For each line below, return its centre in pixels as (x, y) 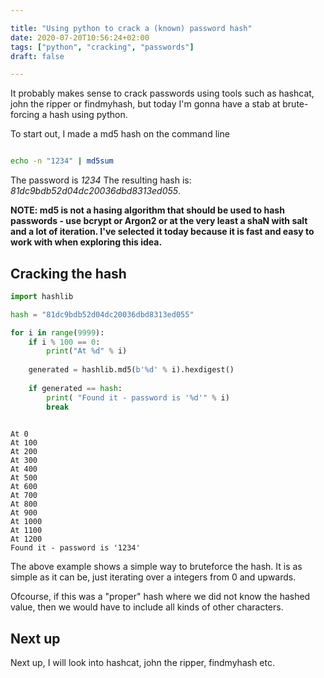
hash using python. (88, 115)
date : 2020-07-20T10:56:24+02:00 (80, 37)
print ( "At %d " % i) (87, 351)
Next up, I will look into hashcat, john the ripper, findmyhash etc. (143, 663)
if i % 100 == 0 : (64, 342)
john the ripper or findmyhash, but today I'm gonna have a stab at (145, 104)
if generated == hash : (75, 388)
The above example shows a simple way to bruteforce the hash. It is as (156, 567)
